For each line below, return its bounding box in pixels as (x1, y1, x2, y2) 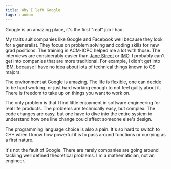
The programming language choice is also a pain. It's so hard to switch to (5, 126, 160, 132)
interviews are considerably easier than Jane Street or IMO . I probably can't (5, 52, 165, 59)
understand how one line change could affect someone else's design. (5, 116, 153, 122)
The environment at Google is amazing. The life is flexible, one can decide (5, 79, 162, 85)
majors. (5, 69, 22, 75)
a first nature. (5, 137, 34, 143)
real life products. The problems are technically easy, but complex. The (5, 105, 155, 111)
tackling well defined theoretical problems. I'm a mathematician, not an (5, 152, 155, 158)
